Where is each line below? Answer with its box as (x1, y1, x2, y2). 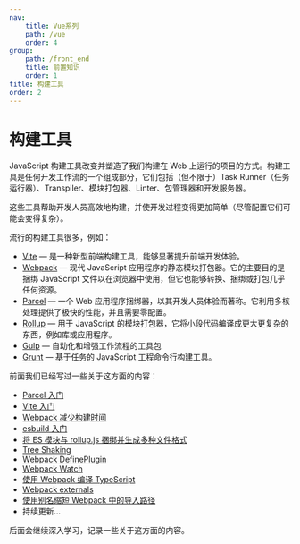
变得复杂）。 (24, 213, 69, 224)
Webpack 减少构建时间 (21, 412, 107, 423)
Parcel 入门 (21, 390, 64, 401)
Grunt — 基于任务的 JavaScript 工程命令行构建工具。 (21, 352, 217, 362)
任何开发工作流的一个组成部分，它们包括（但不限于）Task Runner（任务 (24, 172, 290, 183)
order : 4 (25, 38, 58, 47)
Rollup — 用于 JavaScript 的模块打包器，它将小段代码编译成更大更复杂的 (21, 319, 289, 329)
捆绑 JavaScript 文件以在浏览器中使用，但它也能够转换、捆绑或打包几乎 (21, 274, 286, 285)
